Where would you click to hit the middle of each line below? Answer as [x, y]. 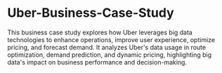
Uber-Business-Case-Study [91, 13]
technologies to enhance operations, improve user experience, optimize [111, 39]
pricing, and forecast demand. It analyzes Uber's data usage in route [106, 47]
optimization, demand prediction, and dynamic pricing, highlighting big [110, 55]
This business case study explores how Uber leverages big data [100, 32]
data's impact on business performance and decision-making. [97, 62]
